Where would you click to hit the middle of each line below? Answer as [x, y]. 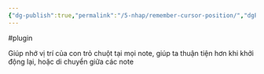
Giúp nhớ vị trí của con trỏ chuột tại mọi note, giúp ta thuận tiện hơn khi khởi [131, 53]
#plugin [20, 38]
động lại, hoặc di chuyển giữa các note [71, 61]
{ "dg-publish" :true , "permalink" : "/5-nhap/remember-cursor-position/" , [126, 15]
